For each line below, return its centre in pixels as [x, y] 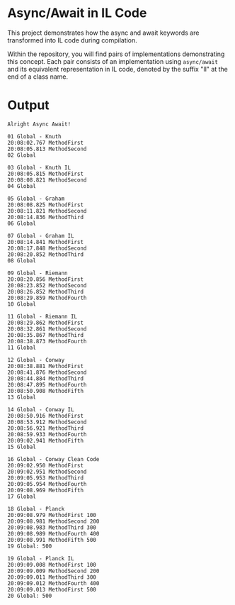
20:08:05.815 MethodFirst [45, 174]
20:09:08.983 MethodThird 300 [52, 527]
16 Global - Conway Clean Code [53, 459]
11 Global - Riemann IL [42, 316]
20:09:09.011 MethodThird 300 [52, 577]
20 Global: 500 [30, 596]
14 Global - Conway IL [41, 409]
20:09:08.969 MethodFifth [45, 490]
